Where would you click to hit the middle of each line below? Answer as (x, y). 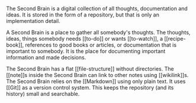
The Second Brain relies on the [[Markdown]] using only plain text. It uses (96, 81)
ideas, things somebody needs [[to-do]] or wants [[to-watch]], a (85, 39)
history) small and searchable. (43, 94)
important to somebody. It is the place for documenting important (86, 51)
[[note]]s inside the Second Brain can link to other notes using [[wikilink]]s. (97, 75)
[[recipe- (175, 39)
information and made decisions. (46, 57)
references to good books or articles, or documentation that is (101, 45)
